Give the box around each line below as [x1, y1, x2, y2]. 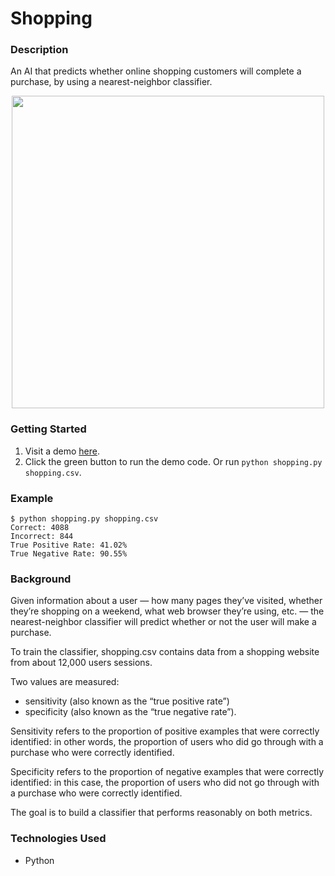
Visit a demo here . [24, 445, 100, 457]
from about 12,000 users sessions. [10, 657, 153, 669]
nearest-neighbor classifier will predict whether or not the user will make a [10, 616, 317, 628]
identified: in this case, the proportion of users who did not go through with [10, 777, 320, 789]
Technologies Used [10, 832, 107, 846]
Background [10, 572, 72, 586]
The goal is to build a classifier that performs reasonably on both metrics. [10, 807, 313, 819]
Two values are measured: [10, 676, 120, 688]
